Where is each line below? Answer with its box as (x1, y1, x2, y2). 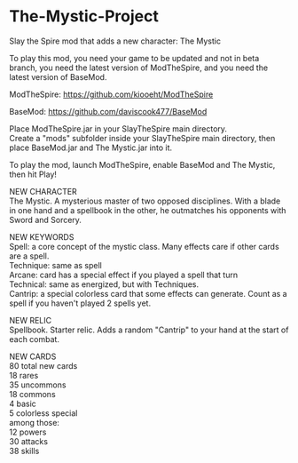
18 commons (9, 388, 56, 399)
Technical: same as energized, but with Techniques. (9, 278, 200, 290)
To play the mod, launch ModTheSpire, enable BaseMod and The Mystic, (9, 159, 276, 170)
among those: (9, 417, 60, 427)
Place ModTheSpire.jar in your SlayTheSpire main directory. (9, 123, 228, 134)
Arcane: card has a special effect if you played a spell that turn (9, 269, 238, 280)
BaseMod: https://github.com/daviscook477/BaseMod (9, 106, 208, 116)
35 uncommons (9, 379, 67, 390)
